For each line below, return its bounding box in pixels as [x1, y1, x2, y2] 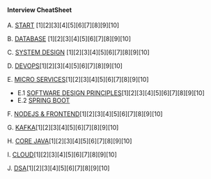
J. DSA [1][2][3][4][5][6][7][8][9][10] [7, 164, 110, 173]
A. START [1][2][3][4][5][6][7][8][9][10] [7, 21, 120, 29]
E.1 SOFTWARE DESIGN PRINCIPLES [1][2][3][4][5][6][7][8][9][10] [17, 89, 205, 97]
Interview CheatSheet [7, 6, 72, 14]
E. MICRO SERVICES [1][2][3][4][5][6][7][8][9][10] [7, 76, 149, 84]
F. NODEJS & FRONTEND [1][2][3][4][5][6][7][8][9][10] [7, 110, 163, 118]
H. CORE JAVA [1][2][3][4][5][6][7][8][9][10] [7, 137, 132, 145]
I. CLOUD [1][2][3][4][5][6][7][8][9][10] [7, 150, 117, 159]
